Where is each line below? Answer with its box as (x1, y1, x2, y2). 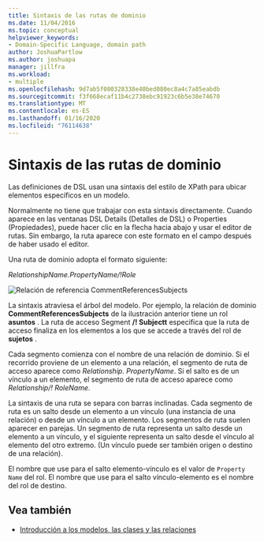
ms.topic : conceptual (8, 26, 80, 34)
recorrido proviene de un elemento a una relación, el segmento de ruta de (8, 357, 248, 367)
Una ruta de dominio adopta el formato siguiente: (8, 254, 168, 264)
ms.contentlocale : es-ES (8, 107, 90, 115)
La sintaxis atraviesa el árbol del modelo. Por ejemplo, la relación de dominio (8, 300, 257, 310)
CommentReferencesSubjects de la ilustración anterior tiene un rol (8, 309, 229, 318)
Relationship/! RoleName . (8, 382, 91, 392)
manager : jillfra (8, 63, 65, 71)
